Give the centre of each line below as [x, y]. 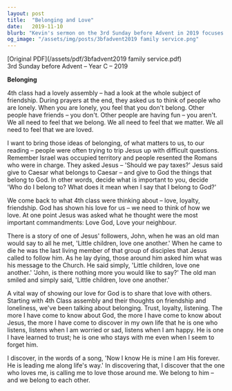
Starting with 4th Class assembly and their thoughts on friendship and [107, 301]
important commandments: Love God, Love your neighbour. [92, 222]
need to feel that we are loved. [50, 130]
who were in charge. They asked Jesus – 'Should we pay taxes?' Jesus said [115, 165]
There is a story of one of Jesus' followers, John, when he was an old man [113, 236]
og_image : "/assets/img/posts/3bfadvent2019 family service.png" [103, 39]
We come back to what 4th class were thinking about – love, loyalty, [104, 200]
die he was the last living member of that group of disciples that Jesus [107, 251]
